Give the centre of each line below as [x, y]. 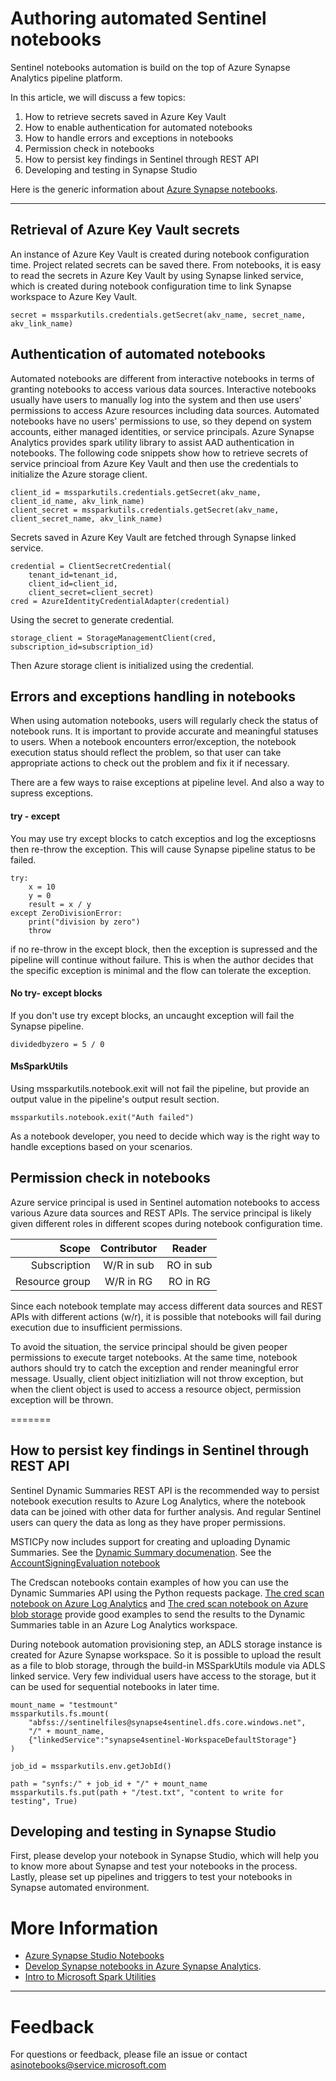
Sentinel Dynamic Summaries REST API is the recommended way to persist [165, 1490]
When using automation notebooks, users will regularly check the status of [164, 721]
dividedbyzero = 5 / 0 [57, 1044]
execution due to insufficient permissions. [96, 1327]
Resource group [53, 1281]
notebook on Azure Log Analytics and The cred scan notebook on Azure [159, 1603]
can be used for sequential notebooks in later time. [115, 1686]
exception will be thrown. [62, 1399]
